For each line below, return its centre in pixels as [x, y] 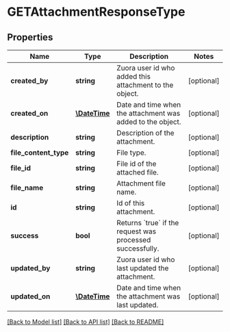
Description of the [145, 133]
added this [133, 76]
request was [136, 231]
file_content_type [40, 153]
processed [133, 240]
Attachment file [141, 183]
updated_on [30, 296]
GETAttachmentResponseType [96, 12]
